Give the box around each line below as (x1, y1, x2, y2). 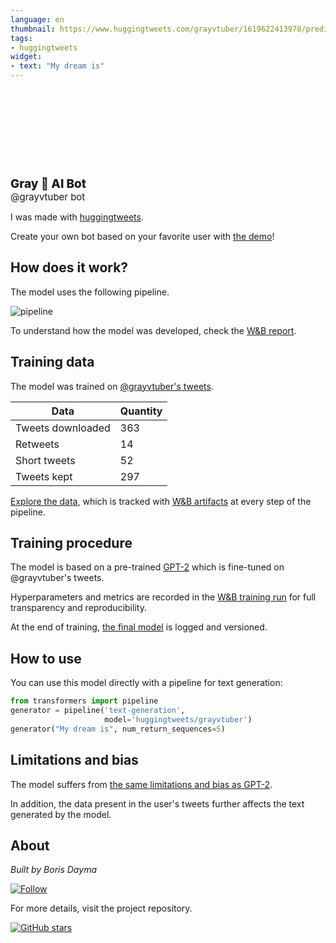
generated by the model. (10, 808, 112, 820)
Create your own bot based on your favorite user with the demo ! (10, 231, 275, 242)
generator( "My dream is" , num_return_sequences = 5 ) (10, 724, 226, 734)
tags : (10, 33, 33, 43)
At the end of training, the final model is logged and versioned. (10, 621, 268, 633)
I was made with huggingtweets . (10, 211, 144, 223)
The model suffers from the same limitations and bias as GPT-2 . (10, 778, 273, 790)
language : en (10, 14, 65, 25)
